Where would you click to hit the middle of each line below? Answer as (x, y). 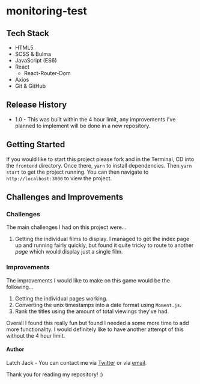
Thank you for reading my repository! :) (55, 374)
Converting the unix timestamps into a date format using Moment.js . (98, 305)
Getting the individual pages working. (61, 298)
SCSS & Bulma (33, 54)
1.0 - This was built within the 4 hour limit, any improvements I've (95, 119)
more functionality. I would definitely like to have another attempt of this (95, 329)
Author (15, 349)
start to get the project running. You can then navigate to (77, 172)
